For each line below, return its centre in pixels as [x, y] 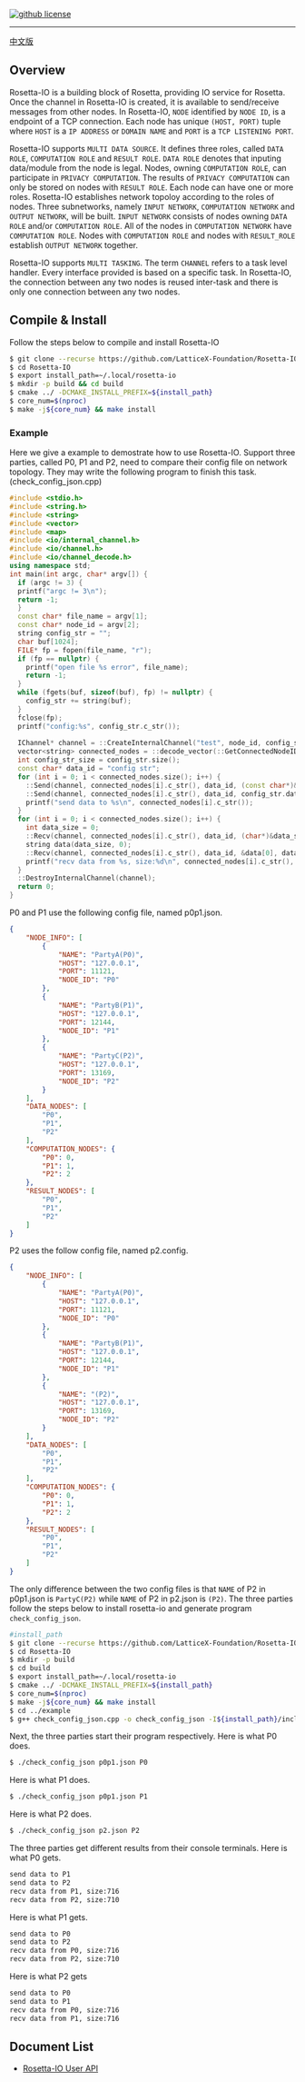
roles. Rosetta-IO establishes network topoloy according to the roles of [142, 196]
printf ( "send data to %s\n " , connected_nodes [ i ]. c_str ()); [140, 802]
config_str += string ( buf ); [79, 701]
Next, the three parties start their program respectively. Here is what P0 [143, 1737]
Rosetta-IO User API [60, 2068]
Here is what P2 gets [49, 1977]
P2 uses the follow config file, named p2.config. [99, 1250]
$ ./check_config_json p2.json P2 [75, 1831]
